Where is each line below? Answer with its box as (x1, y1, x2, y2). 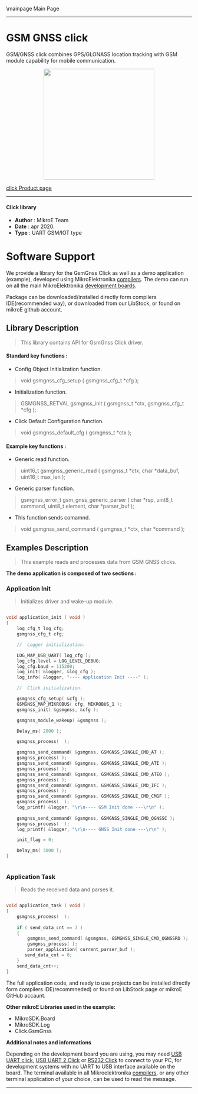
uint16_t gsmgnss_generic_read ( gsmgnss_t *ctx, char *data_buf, (20, 467, 180, 475)
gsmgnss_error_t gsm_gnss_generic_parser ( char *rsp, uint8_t (20, 496, 173, 504)
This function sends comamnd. (14, 514, 90, 521)
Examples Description (6, 543, 89, 553)
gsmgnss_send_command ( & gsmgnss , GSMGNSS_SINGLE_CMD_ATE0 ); (16, 771, 170, 777)
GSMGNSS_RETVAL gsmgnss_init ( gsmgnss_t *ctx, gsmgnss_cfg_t (20, 400, 184, 407)
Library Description (6, 323, 79, 333)
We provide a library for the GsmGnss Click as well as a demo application (6, 270, 184, 277)
